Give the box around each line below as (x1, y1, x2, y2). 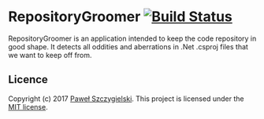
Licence (8, 73, 49, 86)
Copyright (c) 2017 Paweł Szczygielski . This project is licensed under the (8, 94, 244, 103)
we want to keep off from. (8, 50, 92, 59)
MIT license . (8, 102, 49, 111)
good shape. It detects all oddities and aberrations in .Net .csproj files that (8, 41, 248, 51)
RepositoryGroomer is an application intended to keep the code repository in (8, 34, 257, 43)
